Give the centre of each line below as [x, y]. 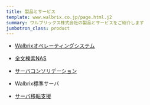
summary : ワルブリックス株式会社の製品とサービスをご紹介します [75, 23]
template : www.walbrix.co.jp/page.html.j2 [59, 17]
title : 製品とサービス [31, 12]
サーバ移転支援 [33, 96]
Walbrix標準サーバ [37, 84]
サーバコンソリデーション [46, 71]
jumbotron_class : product [38, 28]
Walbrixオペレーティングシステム [55, 46]
